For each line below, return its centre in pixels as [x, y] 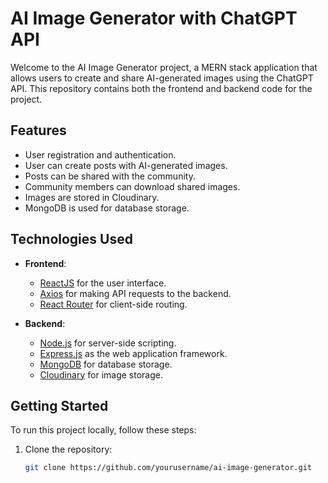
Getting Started [59, 405]
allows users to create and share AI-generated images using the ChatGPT [162, 78]
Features [38, 130]
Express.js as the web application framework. [133, 353]
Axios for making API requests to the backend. [135, 293]
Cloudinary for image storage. [101, 374]
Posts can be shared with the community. [110, 176]
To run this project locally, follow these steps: [103, 430]
